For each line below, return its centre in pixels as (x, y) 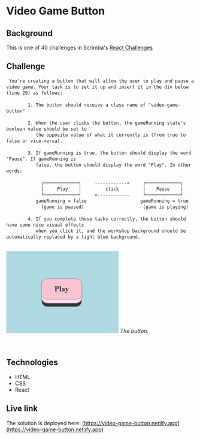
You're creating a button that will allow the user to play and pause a (101, 81)
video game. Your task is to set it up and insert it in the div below (97, 87)
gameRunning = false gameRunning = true (112, 201)
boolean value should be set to (46, 129)
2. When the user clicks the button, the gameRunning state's (107, 123)
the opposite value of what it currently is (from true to (111, 135)
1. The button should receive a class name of (87, 105)
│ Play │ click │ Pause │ (112, 189)
